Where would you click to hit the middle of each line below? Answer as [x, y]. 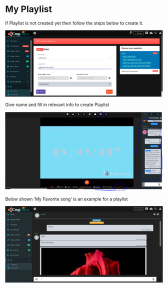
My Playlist [29, 9]
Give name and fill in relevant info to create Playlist [57, 104]
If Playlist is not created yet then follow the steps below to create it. [74, 23]
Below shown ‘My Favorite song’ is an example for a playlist [66, 199]
